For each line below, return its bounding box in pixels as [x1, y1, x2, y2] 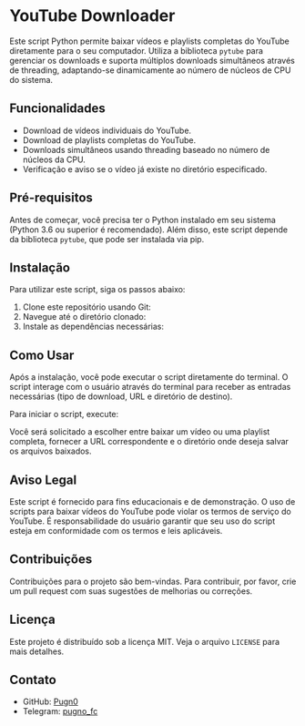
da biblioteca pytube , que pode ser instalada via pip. [9, 233, 205, 244]
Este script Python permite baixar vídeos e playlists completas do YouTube [9, 36, 290, 46]
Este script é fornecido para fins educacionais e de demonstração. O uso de [9, 496, 296, 506]
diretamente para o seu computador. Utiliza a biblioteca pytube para [9, 45, 264, 56]
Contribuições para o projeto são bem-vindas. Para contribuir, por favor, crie [9, 576, 297, 587]
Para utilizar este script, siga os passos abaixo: [9, 284, 186, 295]
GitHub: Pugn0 [22, 696, 79, 707]
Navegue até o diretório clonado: [22, 312, 147, 322]
